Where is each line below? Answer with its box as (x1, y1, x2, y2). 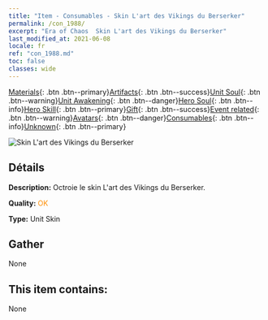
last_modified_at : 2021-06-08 (8, 34, 111, 43)
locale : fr (8, 42, 45, 50)
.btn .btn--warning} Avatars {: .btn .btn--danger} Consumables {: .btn (8, 113, 233, 123)
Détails (8, 161, 45, 175)
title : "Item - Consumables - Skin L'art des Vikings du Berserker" (8, 11, 245, 20)
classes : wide (8, 65, 57, 73)
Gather (8, 237, 45, 251)
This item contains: (8, 282, 108, 296)
